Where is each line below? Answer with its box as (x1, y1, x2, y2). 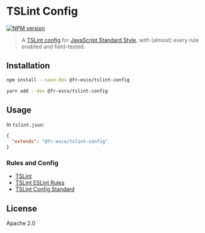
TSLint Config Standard (15, 185, 75, 193)
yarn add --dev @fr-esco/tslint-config (6, 87, 108, 94)
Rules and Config (6, 158, 59, 167)
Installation (6, 61, 50, 71)
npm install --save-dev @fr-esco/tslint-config (6, 76, 130, 83)
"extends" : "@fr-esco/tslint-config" (12, 139, 108, 145)
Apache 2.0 (6, 220, 35, 227)
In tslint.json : (6, 121, 45, 128)
